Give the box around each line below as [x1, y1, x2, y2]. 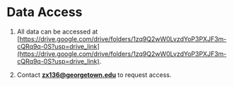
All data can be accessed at [16, 27, 98, 36]
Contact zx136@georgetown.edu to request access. [16, 71, 172, 79]
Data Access [6, 4, 83, 20]
